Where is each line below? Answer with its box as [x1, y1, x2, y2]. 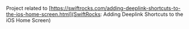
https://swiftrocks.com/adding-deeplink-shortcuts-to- [50, 5, 181, 11]
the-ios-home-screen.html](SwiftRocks [6, 11, 101, 18]
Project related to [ [6, 5, 51, 11]
